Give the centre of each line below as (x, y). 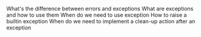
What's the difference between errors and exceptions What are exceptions (100, 9)
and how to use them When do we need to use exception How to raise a (97, 15)
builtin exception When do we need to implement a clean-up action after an (101, 21)
